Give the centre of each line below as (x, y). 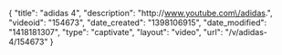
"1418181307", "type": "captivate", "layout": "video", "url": (116, 32)
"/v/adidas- (246, 32)
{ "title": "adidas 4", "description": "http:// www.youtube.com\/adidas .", (141, 13)
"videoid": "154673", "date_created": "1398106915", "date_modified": (138, 23)
